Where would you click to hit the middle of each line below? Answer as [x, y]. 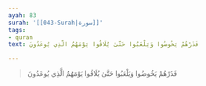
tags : [17, 30]
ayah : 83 [22, 15]
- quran [21, 37]
